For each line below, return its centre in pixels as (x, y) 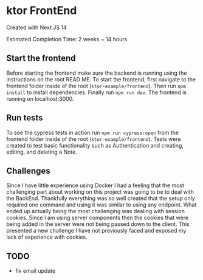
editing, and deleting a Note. (42, 152)
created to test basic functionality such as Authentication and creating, (95, 145)
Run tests (25, 118)
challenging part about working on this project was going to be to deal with (100, 192)
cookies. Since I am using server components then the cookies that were (98, 218)
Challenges (28, 171)
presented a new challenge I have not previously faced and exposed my (96, 231)
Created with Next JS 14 (36, 27)
